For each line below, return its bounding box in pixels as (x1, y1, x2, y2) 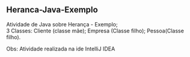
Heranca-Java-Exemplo (6, 5, 98, 15)
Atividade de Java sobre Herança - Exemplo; (6, 20, 118, 28)
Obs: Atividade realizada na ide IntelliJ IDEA (6, 45, 116, 52)
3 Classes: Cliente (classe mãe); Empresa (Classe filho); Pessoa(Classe (6, 27, 185, 34)
